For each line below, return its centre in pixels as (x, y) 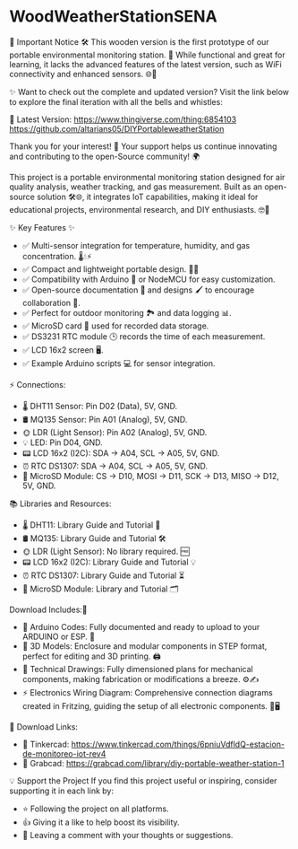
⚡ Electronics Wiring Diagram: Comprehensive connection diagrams (147, 692)
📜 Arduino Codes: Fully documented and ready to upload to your (141, 626)
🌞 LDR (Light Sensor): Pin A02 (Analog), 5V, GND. (115, 432)
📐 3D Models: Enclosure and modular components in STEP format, (145, 646)
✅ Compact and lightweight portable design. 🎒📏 (111, 269)
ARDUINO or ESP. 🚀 (59, 636)
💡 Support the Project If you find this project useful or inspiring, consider (143, 780)
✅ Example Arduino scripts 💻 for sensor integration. (119, 363)
